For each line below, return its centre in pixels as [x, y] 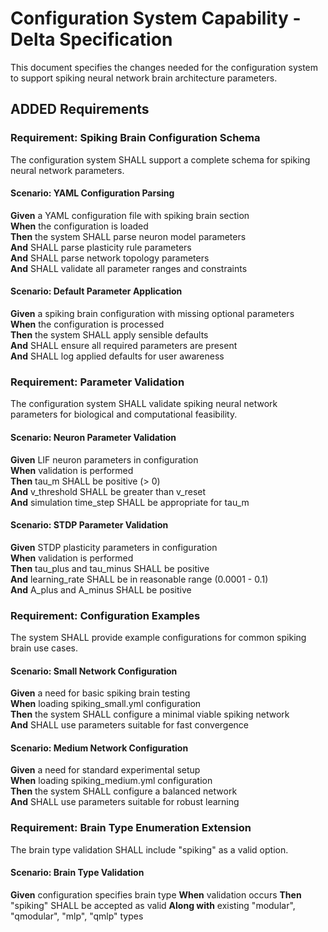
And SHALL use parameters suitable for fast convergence [130, 725]
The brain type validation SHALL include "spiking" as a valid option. [149, 849]
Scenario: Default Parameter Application [96, 291]
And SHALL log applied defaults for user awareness [117, 356]
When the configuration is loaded [79, 226]
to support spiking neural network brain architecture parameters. [144, 78]
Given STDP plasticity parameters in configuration [114, 547]
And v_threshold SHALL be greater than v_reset [108, 491]
